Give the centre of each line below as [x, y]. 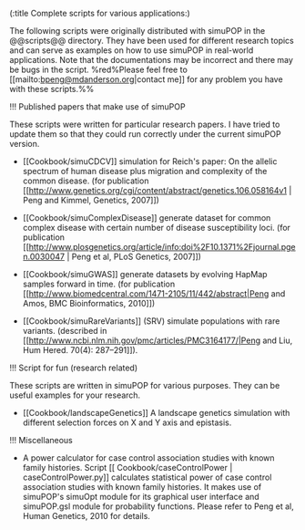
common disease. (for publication [86, 181]
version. [25, 144]
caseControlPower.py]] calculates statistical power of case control [147, 477]
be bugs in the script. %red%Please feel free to [99, 69]
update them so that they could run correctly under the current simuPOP [145, 134]
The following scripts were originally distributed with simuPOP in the [137, 31]
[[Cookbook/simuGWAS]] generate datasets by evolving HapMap [145, 274]
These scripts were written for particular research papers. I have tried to [145, 124]
